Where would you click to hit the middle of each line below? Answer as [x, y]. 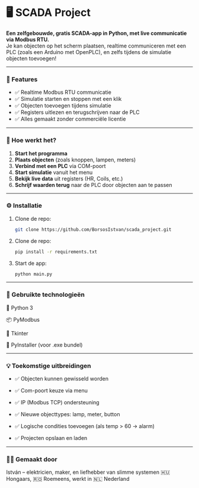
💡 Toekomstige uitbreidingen [49, 366]
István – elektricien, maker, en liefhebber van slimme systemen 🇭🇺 [88, 472]
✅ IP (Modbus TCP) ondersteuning [57, 403]
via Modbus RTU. [28, 39]
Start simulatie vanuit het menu [54, 172]
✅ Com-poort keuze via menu [51, 391]
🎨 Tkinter [17, 333]
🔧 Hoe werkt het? [31, 140]
